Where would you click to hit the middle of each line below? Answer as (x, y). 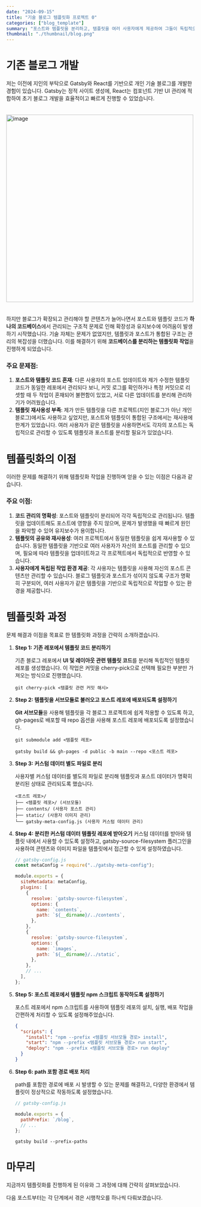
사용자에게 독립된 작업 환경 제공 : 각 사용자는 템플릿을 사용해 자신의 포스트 (100, 568)
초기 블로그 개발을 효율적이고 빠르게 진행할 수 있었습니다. (88, 98)
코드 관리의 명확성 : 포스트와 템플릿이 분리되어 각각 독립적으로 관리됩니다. (99, 515)
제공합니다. (39, 590)
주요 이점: (19, 502)
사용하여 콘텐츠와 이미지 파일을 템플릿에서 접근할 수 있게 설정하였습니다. (99, 848)
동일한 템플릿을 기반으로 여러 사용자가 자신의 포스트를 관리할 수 (106, 545)
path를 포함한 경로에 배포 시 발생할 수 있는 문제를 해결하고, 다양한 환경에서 (101, 1084)
